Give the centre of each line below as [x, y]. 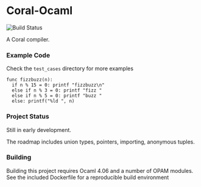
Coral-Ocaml [40, 11]
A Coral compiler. [28, 39]
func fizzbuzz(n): [30, 80]
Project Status [28, 117]
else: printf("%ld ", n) [43, 101]
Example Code [28, 55]
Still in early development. [39, 130]
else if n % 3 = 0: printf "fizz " [57, 90]
